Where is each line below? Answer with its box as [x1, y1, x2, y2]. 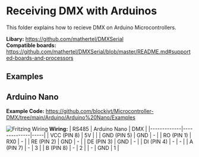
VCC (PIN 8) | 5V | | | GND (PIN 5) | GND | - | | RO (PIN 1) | [50, 132, 192, 139]
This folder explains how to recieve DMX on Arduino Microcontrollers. [6, 24, 176, 31]
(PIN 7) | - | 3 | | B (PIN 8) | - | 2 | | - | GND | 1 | [6, 145, 119, 152]
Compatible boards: [6, 42, 56, 49]
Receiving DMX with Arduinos [6, 4, 157, 18]
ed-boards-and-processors [6, 54, 74, 61]
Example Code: [6, 108, 45, 115]
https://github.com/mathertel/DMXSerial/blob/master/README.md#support [6, 48, 191, 55]
